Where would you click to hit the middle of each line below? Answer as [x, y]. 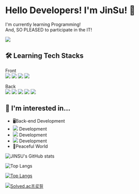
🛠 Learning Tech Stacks [44, 56]
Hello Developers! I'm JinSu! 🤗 [70, 10]
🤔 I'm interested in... [38, 108]
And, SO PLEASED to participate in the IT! [49, 29]
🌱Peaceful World [30, 146]
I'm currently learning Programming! [43, 24]
